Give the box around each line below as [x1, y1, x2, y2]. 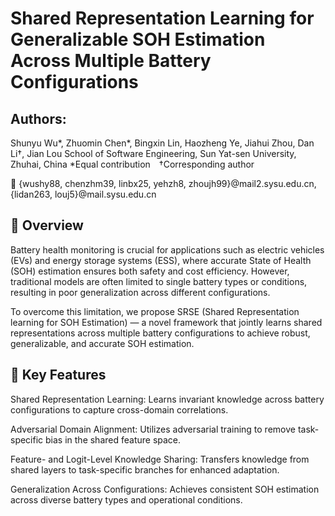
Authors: [10, 110, 67, 127]
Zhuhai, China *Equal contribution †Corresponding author [10, 158, 255, 170]
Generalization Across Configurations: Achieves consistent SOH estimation [10, 483, 320, 495]
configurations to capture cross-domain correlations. [10, 403, 229, 416]
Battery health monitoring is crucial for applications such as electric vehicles [10, 243, 325, 256]
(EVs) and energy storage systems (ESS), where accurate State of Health [10, 254, 312, 266]
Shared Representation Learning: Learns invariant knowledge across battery [10, 393, 325, 405]
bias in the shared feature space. [45, 433, 182, 446]
